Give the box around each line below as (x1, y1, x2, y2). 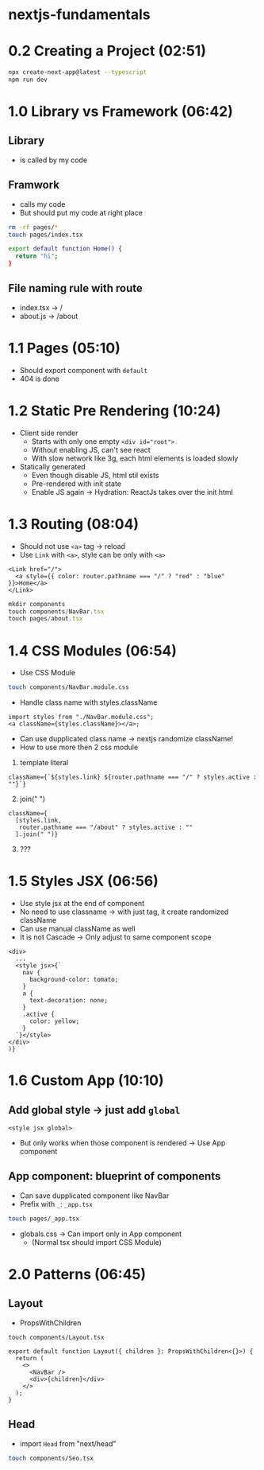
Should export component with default (19, 365, 148, 375)
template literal (19, 758, 69, 768)
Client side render (19, 428, 78, 437)
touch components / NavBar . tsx (8, 607, 105, 616)
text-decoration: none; (29, 997, 109, 1005)
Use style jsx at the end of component (19, 899, 145, 908)
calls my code (19, 199, 66, 208)
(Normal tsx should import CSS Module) (31, 1237, 163, 1246)
